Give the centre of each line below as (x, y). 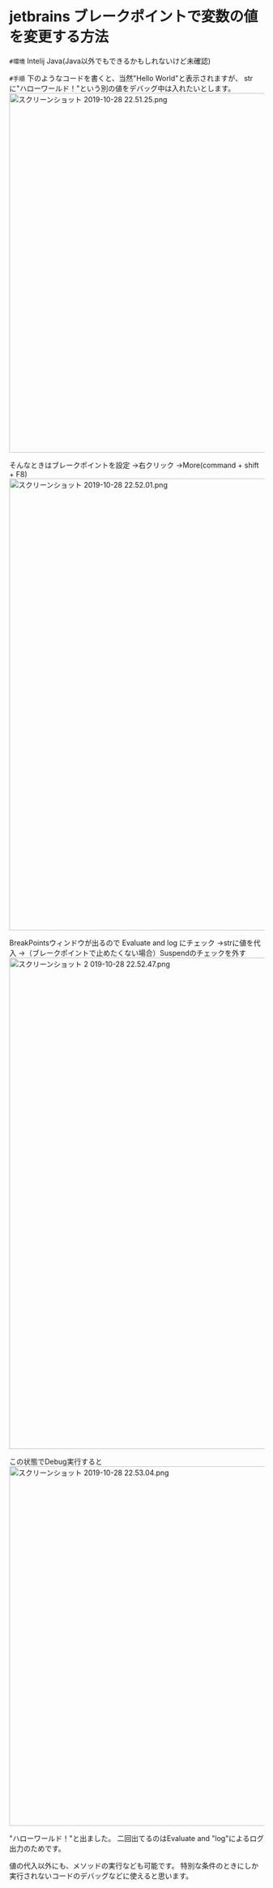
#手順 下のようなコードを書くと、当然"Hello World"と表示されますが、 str (131, 78)
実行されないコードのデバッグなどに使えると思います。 (101, 1876)
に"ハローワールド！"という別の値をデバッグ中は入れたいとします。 (122, 88)
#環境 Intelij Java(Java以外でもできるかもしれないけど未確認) (110, 61)
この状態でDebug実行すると (56, 1461)
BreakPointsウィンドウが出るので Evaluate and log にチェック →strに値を (132, 943)
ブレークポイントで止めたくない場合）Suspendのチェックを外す (139, 953)
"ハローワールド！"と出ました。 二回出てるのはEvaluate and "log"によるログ (136, 1838)
